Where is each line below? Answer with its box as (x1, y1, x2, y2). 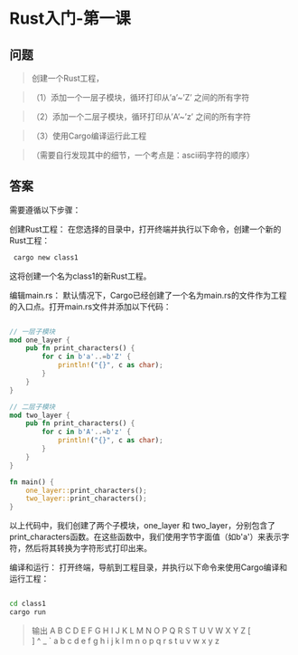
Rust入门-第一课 (9, 8, 131, 29)
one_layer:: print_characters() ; (25, 486, 147, 495)
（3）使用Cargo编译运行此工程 (31, 130, 147, 141)
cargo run (9, 608, 47, 617)
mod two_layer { (9, 411, 70, 420)
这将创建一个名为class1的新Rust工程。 (9, 271, 152, 281)
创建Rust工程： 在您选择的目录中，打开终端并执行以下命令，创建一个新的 (9, 223, 282, 234)
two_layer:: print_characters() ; (25, 494, 147, 503)
